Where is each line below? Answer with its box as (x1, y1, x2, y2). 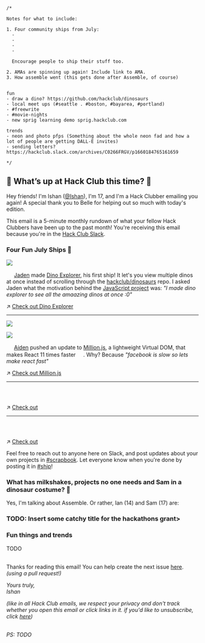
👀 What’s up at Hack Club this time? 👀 (6, 176, 152, 187)
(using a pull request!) (6, 569, 62, 577)
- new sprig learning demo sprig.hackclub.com (6, 117, 127, 123)
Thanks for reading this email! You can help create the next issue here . (6, 563, 184, 570)
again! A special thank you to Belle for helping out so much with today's (6, 199, 186, 206)
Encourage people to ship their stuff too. (12, 59, 124, 65)
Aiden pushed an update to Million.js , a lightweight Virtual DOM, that (13, 344, 186, 351)
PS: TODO (6, 631, 32, 638)
